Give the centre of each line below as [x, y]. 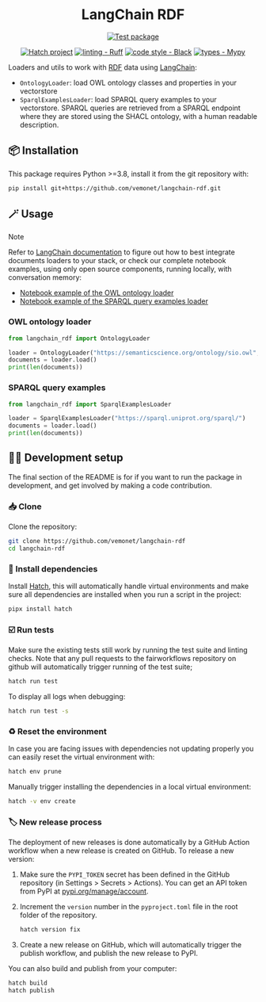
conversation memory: [45, 277]
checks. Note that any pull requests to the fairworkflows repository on [122, 659]
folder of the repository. [58, 915]
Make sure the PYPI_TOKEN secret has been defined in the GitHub [125, 874]
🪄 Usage [31, 214]
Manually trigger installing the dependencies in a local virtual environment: [130, 787]
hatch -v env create [42, 801]
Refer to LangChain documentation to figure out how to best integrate [122, 252]
